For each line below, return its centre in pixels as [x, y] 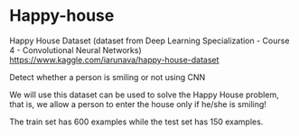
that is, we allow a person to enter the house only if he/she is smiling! [138, 104]
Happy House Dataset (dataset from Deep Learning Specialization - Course [149, 41]
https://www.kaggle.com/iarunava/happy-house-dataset [114, 59]
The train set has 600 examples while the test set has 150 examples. [136, 122]
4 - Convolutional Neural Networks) [75, 50]
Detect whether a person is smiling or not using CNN [107, 77]
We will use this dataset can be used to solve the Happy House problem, [144, 95]
